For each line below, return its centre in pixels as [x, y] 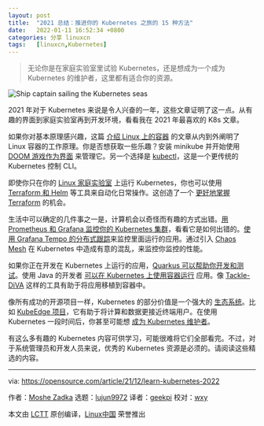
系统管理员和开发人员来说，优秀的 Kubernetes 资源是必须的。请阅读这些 [132, 348]
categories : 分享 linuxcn [49, 37]
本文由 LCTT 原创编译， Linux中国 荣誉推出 [77, 414]
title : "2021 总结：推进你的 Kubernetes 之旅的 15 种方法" [101, 23]
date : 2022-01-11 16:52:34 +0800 [66, 30]
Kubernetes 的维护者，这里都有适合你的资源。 [102, 78]
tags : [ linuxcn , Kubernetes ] [58, 45]
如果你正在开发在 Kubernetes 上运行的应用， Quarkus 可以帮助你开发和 [123, 265]
